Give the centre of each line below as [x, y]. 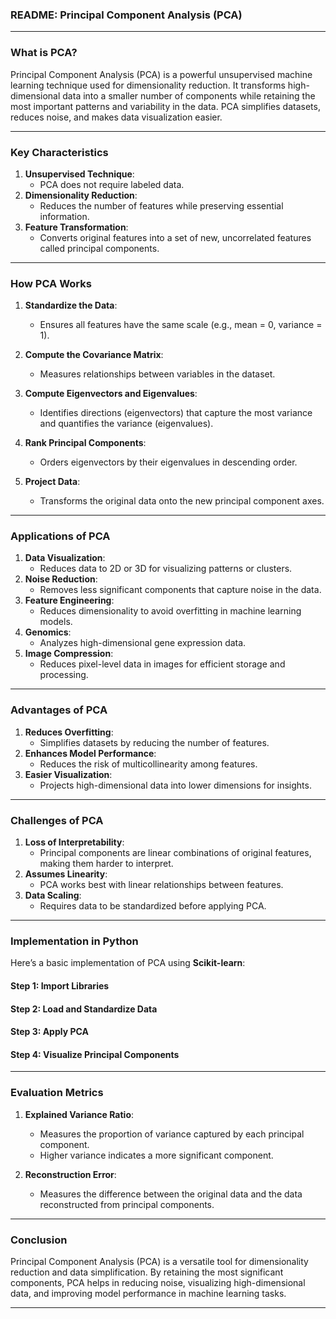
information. [64, 216]
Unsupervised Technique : [79, 174]
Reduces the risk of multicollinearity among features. [148, 764]
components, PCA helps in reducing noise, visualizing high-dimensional [158, 1282]
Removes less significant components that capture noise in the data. [180, 590]
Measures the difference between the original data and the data [171, 1194]
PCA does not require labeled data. [112, 184]
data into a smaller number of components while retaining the [189, 95]
